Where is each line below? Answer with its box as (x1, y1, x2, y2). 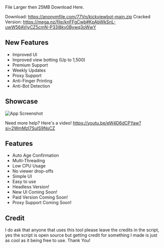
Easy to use (12, 178, 36, 184)
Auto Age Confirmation (12, 152, 59, 158)
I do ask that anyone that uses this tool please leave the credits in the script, (5, 227, 160, 233)
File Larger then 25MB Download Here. (5, 4, 84, 10)
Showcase (5, 97, 38, 106)
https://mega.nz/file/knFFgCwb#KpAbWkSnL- (23, 19, 116, 25)
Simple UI (12, 174, 32, 179)
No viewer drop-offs (12, 168, 54, 174)
